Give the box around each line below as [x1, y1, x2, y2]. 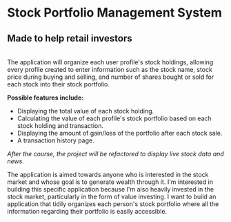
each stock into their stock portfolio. [7, 80, 110, 88]
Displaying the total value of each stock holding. [17, 107, 154, 115]
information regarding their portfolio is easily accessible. [7, 207, 168, 215]
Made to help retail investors [7, 33, 132, 44]
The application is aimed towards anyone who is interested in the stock [7, 171, 209, 178]
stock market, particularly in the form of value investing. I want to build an [7, 192, 217, 201]
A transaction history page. [17, 136, 94, 145]
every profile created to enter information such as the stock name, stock [7, 66, 212, 73]
